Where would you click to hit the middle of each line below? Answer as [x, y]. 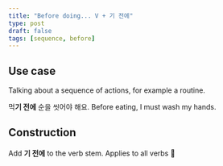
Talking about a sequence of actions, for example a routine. [107, 90]
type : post [27, 23]
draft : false [30, 31]
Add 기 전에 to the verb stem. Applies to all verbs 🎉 [92, 153]
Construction [42, 133]
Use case [32, 71]
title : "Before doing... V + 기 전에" [71, 16]
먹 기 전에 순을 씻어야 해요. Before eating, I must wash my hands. [112, 107]
